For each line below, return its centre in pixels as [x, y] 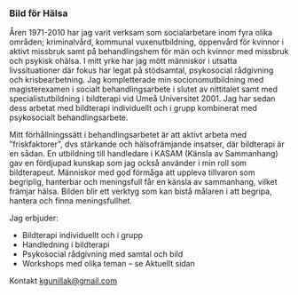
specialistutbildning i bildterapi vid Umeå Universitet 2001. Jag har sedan [142, 99]
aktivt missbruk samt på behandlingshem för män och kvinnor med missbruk [149, 52]
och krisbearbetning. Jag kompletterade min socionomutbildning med [137, 80]
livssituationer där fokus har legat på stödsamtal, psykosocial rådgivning [141, 70]
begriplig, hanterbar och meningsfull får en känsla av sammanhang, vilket [143, 182]
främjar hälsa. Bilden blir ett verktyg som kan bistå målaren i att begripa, [141, 191]
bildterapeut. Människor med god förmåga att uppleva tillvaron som [132, 172]
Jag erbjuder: [34, 218]
